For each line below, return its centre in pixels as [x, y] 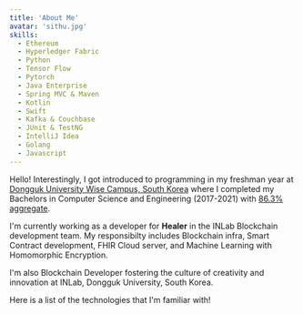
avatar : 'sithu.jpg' [49, 26]
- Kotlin [34, 102]
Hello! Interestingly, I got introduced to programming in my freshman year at [151, 179]
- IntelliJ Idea [48, 137]
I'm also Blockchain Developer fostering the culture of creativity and [137, 272]
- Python [34, 60]
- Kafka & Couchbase [56, 119]
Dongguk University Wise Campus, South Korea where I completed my [142, 188]
